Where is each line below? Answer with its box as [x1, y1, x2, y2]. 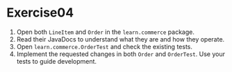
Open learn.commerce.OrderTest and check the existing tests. [16, 42, 192, 51]
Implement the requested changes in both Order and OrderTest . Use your [16, 50, 225, 58]
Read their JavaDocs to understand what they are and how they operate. [16, 35, 225, 43]
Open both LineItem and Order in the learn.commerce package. [16, 28, 195, 36]
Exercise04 [6, 5, 74, 21]
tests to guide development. [16, 57, 97, 65]
